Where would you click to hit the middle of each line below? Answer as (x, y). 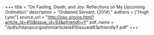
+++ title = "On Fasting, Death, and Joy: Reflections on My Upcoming (75, 7)
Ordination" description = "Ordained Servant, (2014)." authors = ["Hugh (77, 12)
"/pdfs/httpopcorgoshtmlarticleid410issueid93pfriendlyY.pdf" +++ (72, 27)
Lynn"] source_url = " (26, 17)
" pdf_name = (100, 22)
